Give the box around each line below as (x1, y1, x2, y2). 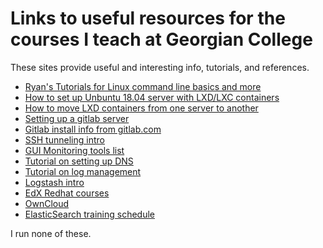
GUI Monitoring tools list (24, 144, 125, 156)
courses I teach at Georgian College (10, 28, 313, 51)
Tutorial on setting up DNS (24, 155, 134, 167)
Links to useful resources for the (10, 7, 286, 30)
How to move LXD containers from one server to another (24, 102, 259, 114)
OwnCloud (24, 197, 70, 209)
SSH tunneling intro (24, 133, 105, 146)
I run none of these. (10, 227, 92, 239)
